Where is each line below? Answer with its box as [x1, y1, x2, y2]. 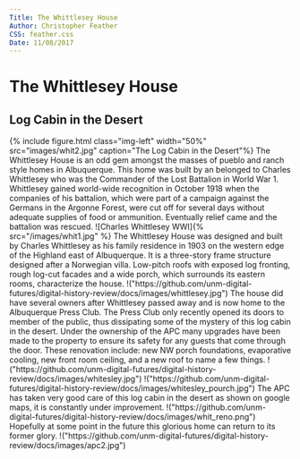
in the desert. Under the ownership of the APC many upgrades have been [9, 326, 281, 336]
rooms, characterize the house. [9, 278, 125, 289]
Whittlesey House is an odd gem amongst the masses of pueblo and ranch [9, 155, 285, 166]
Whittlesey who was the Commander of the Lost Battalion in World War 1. [9, 174, 279, 184]
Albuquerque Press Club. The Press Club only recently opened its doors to [9, 307, 285, 318]
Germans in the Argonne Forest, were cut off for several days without [9, 202, 265, 213]
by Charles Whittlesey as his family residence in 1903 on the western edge [9, 241, 285, 251]
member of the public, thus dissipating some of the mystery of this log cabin [9, 317, 291, 327]
